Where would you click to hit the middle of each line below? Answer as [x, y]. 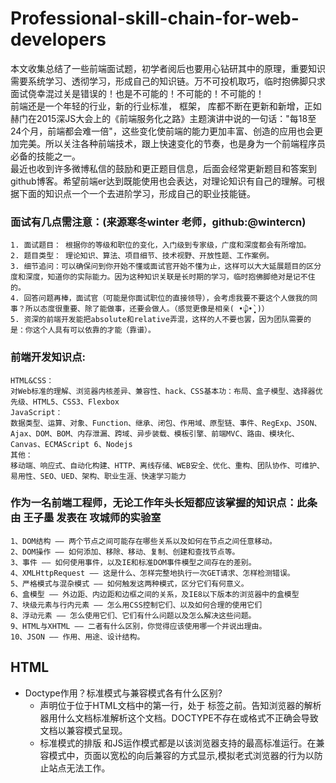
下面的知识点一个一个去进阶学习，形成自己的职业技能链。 [137, 193]
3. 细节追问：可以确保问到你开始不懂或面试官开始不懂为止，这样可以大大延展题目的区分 [166, 267]
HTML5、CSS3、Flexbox [76, 402]
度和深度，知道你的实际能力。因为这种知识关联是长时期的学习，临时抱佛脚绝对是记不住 [163, 277]
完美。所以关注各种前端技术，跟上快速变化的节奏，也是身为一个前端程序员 [172, 143]
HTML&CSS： [32, 380]
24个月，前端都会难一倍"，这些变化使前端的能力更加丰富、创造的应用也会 [162, 131]
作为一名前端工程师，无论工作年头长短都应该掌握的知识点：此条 [164, 503]
